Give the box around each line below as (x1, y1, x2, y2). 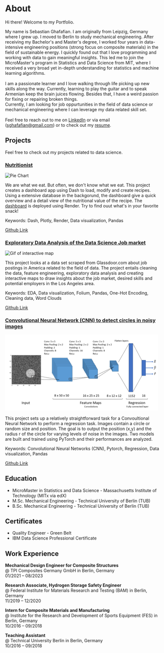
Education (5, 474, 37, 483)
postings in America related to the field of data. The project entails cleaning (5, 265, 157, 271)
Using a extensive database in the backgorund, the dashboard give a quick (5, 193, 156, 199)
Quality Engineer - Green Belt (12, 530, 72, 536)
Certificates (5, 517, 43, 525)
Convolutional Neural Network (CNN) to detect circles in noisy (5, 317, 156, 324)
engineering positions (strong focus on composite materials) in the (24, 44, 159, 50)
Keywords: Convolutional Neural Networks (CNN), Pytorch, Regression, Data (5, 446, 160, 451)
